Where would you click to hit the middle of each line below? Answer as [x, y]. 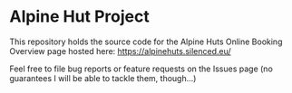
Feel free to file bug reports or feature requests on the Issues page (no [141, 69]
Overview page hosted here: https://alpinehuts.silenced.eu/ [120, 51]
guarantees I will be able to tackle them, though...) [103, 78]
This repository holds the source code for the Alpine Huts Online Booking [146, 42]
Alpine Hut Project [79, 17]
